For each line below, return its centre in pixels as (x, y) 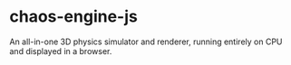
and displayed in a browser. (61, 51)
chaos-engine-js (73, 17)
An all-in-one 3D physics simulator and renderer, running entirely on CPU (146, 42)
